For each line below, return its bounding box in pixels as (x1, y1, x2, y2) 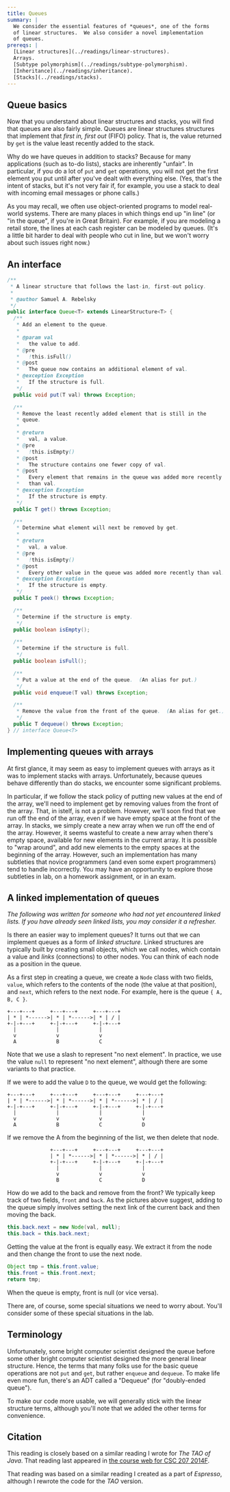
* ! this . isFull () (16, 353, 72, 360)
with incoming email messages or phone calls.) (7, 189, 140, 197)
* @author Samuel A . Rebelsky (10, 296, 97, 302)
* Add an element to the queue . (16, 322, 109, 328)
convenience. (7, 1411, 46, 1419)
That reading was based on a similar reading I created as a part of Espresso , (7, 1470, 222, 1478)
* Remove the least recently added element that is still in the (16, 410, 207, 417)
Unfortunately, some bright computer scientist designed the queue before (7, 1347, 216, 1355)
